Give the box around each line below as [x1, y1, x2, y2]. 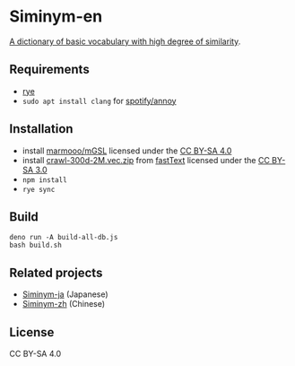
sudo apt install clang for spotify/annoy [22, 95, 177, 106]
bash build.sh [9, 240, 63, 250]
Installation [9, 121, 74, 136]
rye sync [22, 185, 56, 194]
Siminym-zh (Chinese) [22, 299, 106, 309]
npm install [22, 175, 67, 185]
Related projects [9, 265, 103, 280]
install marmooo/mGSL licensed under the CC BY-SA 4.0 [22, 145, 232, 156]
